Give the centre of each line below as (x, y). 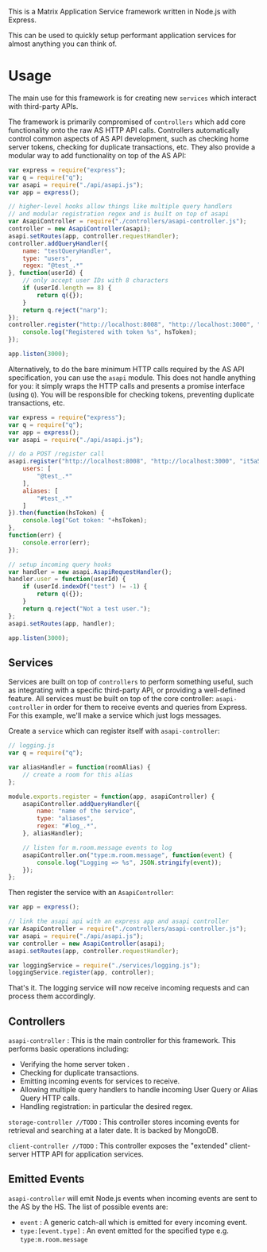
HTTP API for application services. (88, 1154)
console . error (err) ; (56, 543)
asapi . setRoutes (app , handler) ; (62, 623)
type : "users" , (48, 258)
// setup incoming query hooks (60, 564)
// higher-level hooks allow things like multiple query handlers (120, 207)
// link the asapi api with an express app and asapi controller (118, 921)
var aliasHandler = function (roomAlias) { (79, 767)
